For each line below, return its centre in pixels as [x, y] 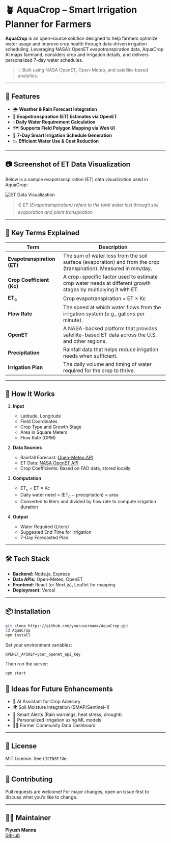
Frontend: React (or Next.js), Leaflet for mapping [64, 584]
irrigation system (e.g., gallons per [104, 313]
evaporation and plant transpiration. [56, 212]
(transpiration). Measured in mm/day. [108, 268]
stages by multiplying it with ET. [101, 290]
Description [113, 247]
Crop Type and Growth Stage [51, 427]
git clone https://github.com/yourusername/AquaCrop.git [67, 626]
